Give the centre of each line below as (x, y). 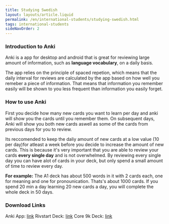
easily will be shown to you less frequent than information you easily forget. (84, 89)
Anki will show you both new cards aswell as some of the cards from (77, 124)
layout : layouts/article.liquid (39, 15)
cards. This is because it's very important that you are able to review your (82, 150)
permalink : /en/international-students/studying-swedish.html (72, 19)
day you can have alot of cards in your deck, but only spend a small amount (84, 161)
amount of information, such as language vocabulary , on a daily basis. (79, 63)
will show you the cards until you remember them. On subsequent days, (80, 118)
